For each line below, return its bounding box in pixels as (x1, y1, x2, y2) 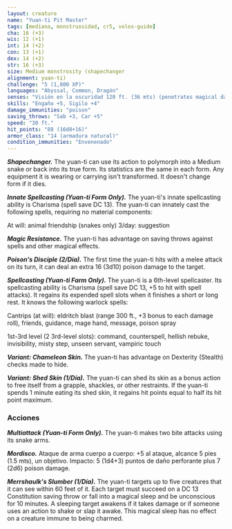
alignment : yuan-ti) (7, 74, 67, 82)
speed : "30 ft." (7, 119, 54, 127)
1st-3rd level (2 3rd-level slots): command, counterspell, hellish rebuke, (7, 333, 210, 341)
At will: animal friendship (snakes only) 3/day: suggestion (7, 221, 171, 230)
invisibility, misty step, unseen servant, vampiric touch (7, 340, 162, 348)
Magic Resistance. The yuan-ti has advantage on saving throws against (7, 234, 213, 243)
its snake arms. (7, 436, 50, 445)
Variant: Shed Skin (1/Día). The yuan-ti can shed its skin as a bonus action (7, 374, 221, 382)
